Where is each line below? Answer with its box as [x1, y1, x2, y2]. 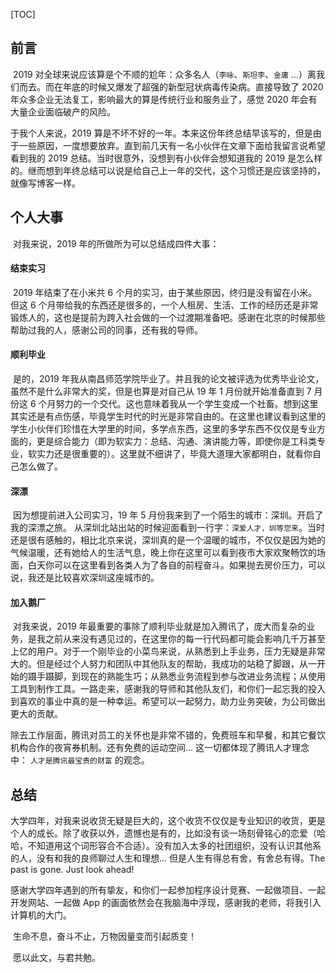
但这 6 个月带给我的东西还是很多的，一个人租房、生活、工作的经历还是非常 [10, 299, 319, 311]
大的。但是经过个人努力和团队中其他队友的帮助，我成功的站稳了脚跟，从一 [10, 658, 317, 670]
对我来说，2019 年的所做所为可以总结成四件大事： [12, 237, 220, 249]
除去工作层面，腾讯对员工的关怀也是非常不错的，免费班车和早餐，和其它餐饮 [10, 729, 326, 741]
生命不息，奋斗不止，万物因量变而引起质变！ [12, 930, 197, 943]
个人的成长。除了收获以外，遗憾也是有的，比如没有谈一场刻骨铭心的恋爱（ [10, 827, 317, 839]
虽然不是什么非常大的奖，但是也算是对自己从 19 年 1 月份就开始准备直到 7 [10, 385, 312, 398]
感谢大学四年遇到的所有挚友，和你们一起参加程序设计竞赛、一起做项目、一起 [10, 884, 326, 896]
